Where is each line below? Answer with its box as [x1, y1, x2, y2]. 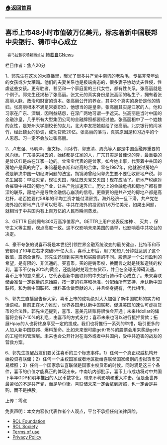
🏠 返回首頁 [5, 4, 32, 11]
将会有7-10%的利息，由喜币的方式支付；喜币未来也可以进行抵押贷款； [9, 315, 154, 321]
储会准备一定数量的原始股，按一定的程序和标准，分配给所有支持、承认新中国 [5, 279, 162, 285]
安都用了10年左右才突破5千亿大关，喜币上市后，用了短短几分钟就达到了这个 [5, 248, 161, 254]
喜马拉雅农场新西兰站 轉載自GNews [7, 52, 74, 58]
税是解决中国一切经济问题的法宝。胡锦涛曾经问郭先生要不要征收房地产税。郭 [5, 171, 162, 177]
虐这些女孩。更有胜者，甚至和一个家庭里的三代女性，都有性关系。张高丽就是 [5, 86, 162, 92]
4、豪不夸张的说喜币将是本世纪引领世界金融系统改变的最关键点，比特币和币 [5, 241, 161, 247]
